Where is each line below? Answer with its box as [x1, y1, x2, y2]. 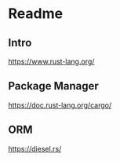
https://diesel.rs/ [8, 144, 62, 153]
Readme [8, 5, 64, 23]
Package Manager [8, 79, 100, 93]
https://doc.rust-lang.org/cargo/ [8, 100, 112, 110]
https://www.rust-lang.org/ [8, 57, 95, 66]
